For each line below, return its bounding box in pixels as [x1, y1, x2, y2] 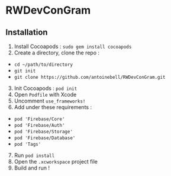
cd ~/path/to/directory [14, 62, 73, 68]
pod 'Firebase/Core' [14, 116, 65, 122]
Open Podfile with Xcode [14, 91, 77, 98]
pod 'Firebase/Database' [14, 135, 76, 141]
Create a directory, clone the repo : [14, 49, 100, 56]
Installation [5, 27, 48, 37]
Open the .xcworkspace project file [14, 158, 98, 165]
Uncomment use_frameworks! [14, 97, 86, 104]
